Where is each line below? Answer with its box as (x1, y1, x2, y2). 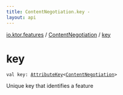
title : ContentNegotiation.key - (6, 8, 90, 15)
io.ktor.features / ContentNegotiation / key (6, 31, 111, 38)
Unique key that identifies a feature (6, 82, 93, 90)
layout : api (6, 14, 36, 20)
